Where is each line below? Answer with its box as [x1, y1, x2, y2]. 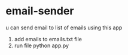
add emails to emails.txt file [14, 35, 82, 42]
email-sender [5, 4, 74, 18]
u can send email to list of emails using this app [5, 24, 123, 31]
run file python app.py [14, 42, 69, 49]
